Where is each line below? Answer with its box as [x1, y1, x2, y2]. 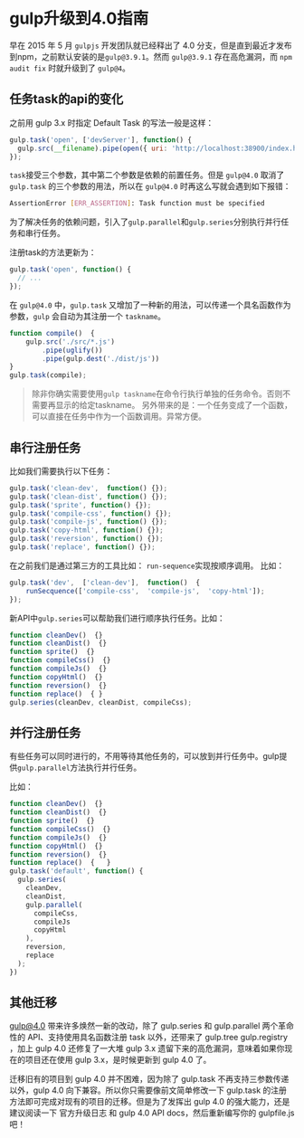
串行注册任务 [9, 440, 81, 455]
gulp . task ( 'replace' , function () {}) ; [9, 543, 156, 552]
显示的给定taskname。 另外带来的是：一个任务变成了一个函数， [55, 400, 292, 411]
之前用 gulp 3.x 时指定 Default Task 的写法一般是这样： [9, 117, 214, 128]
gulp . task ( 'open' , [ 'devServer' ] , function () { [9, 135, 193, 145]
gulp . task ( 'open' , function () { [9, 265, 131, 274]
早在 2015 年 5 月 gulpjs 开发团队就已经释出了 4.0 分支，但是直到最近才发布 [9, 40, 292, 51]
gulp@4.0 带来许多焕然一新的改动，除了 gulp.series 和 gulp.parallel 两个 [9, 1020, 279, 1031]
